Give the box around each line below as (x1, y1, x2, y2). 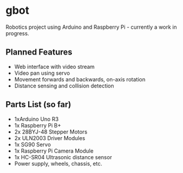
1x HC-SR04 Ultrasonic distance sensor (14, 153, 112, 160)
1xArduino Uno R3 (14, 115, 59, 123)
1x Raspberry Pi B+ (14, 122, 62, 129)
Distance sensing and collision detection (14, 82, 114, 89)
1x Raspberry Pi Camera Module (14, 147, 94, 154)
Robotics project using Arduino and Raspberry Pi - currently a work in (5, 23, 177, 31)
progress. (5, 29, 29, 37)
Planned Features (5, 47, 73, 57)
